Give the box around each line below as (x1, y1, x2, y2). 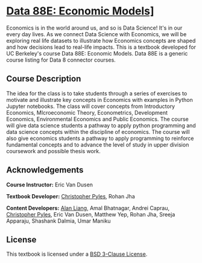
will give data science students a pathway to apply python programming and (6, 122, 196, 129)
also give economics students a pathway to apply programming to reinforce (6, 135, 194, 142)
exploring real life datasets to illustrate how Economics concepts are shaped (6, 37, 196, 44)
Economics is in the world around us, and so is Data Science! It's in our (6, 24, 183, 31)
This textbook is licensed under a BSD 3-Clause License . (6, 250, 148, 258)
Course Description (6, 74, 81, 84)
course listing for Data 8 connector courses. (6, 56, 116, 63)
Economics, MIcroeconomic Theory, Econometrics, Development (6, 109, 168, 116)
